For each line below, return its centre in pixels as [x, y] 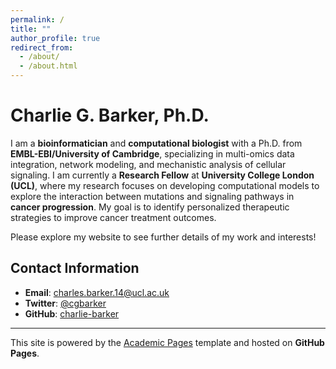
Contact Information [75, 268]
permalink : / [37, 19]
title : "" [31, 29]
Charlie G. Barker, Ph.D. [110, 115]
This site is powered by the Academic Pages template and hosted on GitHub [167, 342]
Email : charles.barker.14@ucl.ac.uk [97, 292]
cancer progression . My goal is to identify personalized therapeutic [150, 207]
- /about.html [48, 66]
